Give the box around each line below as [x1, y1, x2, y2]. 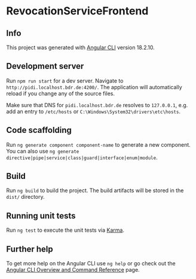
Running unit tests [6, 211, 76, 221]
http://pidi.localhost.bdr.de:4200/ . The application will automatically [6, 83, 182, 90]
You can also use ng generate [6, 147, 79, 154]
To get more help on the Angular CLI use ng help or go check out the [6, 260, 176, 267]
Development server [6, 61, 84, 71]
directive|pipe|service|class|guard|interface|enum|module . [6, 154, 158, 161]
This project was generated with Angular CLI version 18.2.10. [6, 44, 155, 51]
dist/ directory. [6, 193, 45, 201]
